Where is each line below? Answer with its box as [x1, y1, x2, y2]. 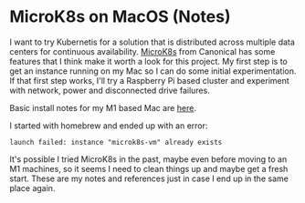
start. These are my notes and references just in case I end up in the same [9, 173, 289, 184]
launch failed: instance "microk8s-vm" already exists [9, 137, 223, 147]
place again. [9, 182, 56, 193]
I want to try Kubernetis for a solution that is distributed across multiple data [9, 36, 295, 47]
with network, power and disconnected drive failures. [9, 85, 210, 96]
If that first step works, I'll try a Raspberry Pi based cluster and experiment [9, 75, 289, 86]
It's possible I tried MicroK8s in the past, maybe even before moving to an [9, 153, 288, 165]
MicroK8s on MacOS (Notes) [9, 6, 231, 27]
